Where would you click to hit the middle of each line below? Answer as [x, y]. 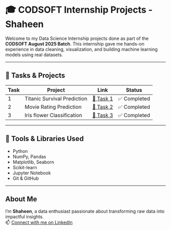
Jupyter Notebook [32, 173]
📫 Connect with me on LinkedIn [39, 222]
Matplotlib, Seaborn [33, 162]
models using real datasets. [34, 55]
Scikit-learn [25, 167]
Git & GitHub [26, 178]
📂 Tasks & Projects [35, 75]
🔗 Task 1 [103, 99]
